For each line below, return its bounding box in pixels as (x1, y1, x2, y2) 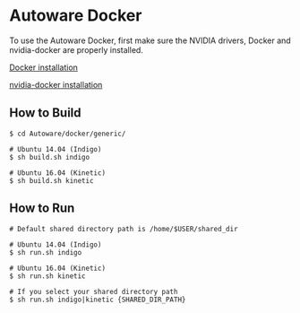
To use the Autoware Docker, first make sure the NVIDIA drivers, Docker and (9, 35, 291, 46)
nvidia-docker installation (9, 79, 103, 90)
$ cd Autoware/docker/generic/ (9, 129, 126, 138)
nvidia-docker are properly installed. (9, 44, 143, 55)
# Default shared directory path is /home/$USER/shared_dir (9, 224, 239, 233)
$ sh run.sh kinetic (9, 271, 87, 281)
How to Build (9, 105, 82, 121)
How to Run (9, 201, 75, 216)
